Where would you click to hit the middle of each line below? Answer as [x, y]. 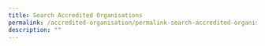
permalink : [26, 23]
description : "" [35, 30]
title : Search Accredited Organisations [76, 15]
